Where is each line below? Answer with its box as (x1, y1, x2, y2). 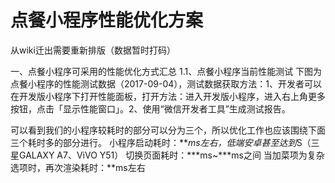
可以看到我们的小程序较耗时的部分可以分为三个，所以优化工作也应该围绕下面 (10, 124, 326, 136)
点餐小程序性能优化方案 (10, 9, 204, 32)
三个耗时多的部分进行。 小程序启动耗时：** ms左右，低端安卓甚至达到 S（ (10, 136, 312, 148)
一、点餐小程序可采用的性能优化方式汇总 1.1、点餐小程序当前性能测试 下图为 (10, 65, 323, 77)
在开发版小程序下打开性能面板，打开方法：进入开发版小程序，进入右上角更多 (10, 90, 326, 102)
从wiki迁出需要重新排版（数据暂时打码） (10, 44, 176, 56)
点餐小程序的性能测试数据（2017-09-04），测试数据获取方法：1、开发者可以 (10, 77, 322, 90)
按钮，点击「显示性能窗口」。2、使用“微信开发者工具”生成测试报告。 (10, 102, 291, 115)
